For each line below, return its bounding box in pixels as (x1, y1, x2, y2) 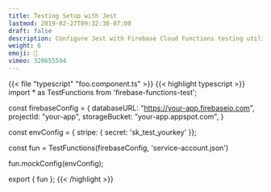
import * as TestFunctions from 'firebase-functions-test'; (8, 87, 198, 97)
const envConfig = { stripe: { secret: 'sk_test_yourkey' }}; (8, 127, 198, 137)
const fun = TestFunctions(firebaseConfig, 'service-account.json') (8, 143, 229, 152)
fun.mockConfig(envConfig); (8, 158, 104, 168)
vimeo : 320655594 (8, 57, 67, 65)
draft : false (8, 27, 52, 35)
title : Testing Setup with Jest (8, 11, 117, 20)
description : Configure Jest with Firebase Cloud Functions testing (8, 34, 244, 43)
